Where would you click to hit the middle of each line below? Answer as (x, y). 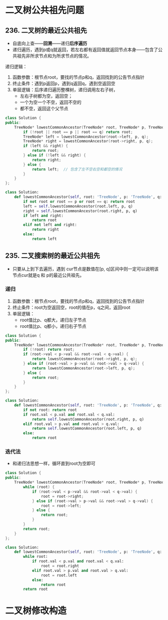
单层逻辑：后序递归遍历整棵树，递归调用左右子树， (65, 90)
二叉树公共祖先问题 (45, 10)
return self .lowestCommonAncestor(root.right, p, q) (88, 419)
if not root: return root (50, 410)
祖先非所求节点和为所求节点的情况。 (54, 56)
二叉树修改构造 (36, 611)
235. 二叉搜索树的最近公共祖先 (52, 256)
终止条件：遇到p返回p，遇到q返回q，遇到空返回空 (64, 83)
